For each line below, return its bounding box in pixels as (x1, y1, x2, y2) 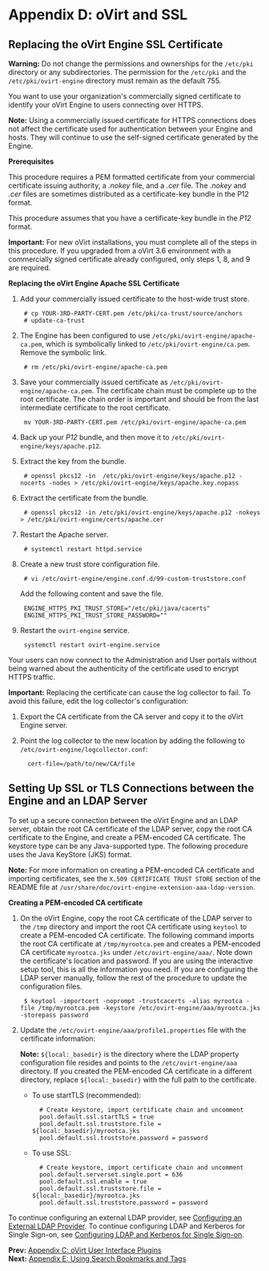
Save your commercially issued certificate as (19, 377, 168, 387)
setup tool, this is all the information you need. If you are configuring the (19, 964, 259, 974)
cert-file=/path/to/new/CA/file (27, 760, 135, 768)
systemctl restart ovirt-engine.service (23, 641, 161, 649)
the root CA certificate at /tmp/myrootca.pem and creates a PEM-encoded (19, 939, 261, 948)
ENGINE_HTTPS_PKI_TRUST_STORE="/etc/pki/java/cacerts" (23, 604, 211, 612)
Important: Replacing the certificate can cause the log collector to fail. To (8, 688, 251, 697)
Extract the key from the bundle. (19, 457, 126, 466)
